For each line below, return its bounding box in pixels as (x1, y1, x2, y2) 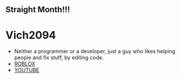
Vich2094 (5, 28, 57, 42)
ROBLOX (14, 60, 35, 67)
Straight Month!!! (5, 5, 70, 15)
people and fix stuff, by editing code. (14, 54, 104, 61)
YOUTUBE (14, 67, 40, 74)
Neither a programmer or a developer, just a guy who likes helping (14, 48, 176, 55)
